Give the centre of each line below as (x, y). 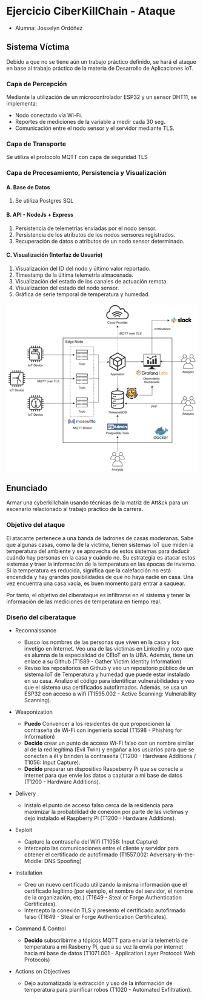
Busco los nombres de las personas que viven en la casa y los (102, 642)
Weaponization (34, 712)
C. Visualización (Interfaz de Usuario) (55, 255)
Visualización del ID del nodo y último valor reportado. (83, 268)
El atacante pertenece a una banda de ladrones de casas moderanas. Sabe (100, 538)
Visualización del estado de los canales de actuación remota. (92, 281)
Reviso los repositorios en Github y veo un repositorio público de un (109, 668)
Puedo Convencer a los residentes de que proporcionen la (97, 723)
